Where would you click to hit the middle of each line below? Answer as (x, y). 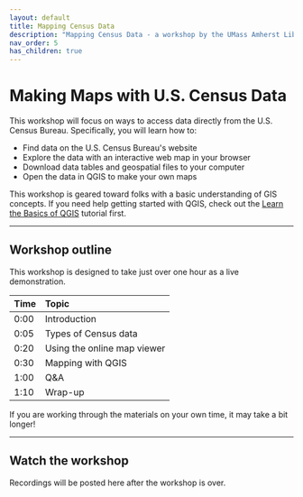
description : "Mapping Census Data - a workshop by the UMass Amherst (145, 34)
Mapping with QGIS (86, 363)
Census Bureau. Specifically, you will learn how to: (103, 131)
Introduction (71, 318)
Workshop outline (61, 250)
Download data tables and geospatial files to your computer (133, 167)
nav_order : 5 (34, 43)
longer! (23, 424)
